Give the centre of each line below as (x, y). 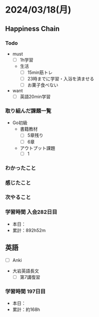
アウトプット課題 (37, 148)
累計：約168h (26, 309)
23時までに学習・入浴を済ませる (61, 79)
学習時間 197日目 (25, 291)
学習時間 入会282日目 (31, 212)
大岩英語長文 (25, 271)
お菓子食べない (43, 85)
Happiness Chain (32, 28)
